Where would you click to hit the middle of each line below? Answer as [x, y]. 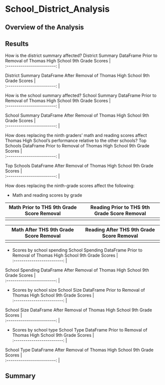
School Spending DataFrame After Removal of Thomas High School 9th [77, 270]
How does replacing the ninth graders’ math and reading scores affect [76, 136]
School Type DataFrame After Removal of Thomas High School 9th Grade [79, 350]
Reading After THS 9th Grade [120, 230]
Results [17, 43]
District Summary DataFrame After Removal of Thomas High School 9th [77, 76]
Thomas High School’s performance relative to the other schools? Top [76, 140]
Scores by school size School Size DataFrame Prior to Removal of [79, 290]
